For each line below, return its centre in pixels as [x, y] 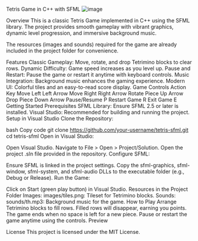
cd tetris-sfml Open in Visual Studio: [50, 136]
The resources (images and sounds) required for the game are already [92, 44]
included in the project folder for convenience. [62, 51]
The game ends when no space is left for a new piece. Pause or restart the [97, 214]
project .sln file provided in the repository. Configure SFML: [78, 154]
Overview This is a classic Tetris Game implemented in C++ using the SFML [98, 20]
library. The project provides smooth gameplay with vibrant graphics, [90, 27]
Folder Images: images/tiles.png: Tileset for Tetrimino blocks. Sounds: [91, 195]
